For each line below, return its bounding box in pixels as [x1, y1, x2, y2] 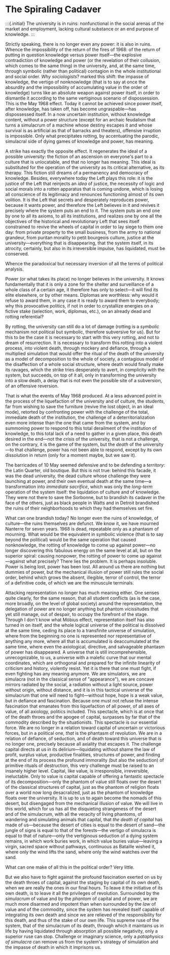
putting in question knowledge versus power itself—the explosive [5, 52, 142, 58]
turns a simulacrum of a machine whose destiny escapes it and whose [5, 122, 152, 128]
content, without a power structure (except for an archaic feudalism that [5, 116, 156, 122]
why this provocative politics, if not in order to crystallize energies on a [5, 302, 153, 309]
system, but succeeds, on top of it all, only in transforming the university [5, 372, 157, 378]
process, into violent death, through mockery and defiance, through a [5, 345, 151, 351]
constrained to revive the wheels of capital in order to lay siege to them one [5, 224, 163, 230]
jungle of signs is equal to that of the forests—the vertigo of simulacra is [5, 827, 156, 833]
